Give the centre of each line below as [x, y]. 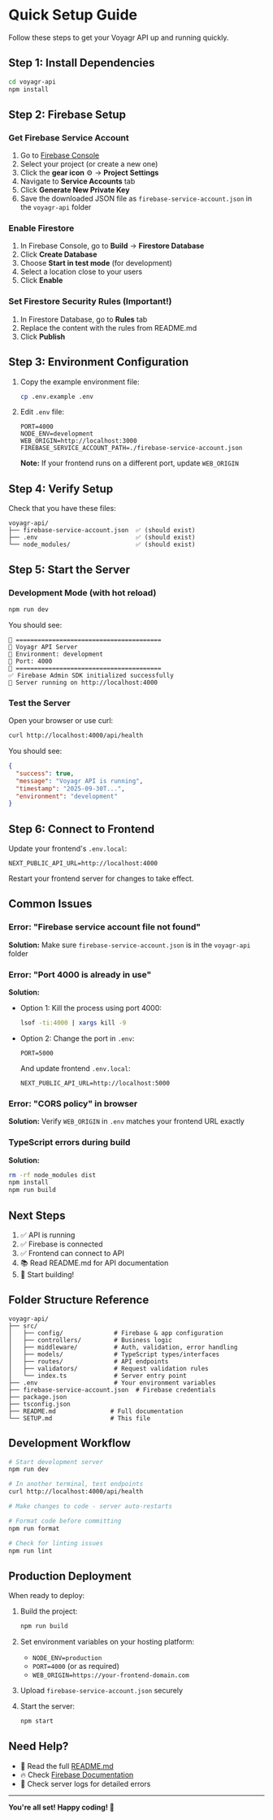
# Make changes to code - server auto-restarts [91, 1506]
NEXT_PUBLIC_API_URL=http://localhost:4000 [83, 864]
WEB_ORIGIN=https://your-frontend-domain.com [110, 1675]
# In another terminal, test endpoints [76, 1484]
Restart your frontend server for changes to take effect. [101, 878]
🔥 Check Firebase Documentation [77, 1774]
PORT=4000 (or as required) [76, 1666]
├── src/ [23, 1326]
